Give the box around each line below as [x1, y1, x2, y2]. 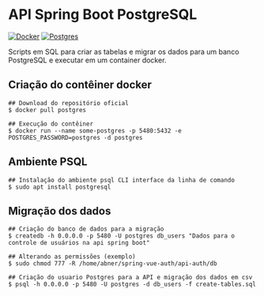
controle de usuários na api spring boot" [8, 239, 150, 247]
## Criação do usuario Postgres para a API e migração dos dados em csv [8, 274, 253, 282]
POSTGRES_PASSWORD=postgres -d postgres [8, 133, 144, 141]
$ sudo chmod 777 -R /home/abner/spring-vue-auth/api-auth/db [8, 260, 217, 268]
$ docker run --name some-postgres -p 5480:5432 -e [8, 126, 182, 135]
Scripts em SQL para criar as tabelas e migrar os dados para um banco [8, 47, 239, 56]
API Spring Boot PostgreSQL [8, 6, 198, 24]
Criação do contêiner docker [8, 78, 153, 92]
